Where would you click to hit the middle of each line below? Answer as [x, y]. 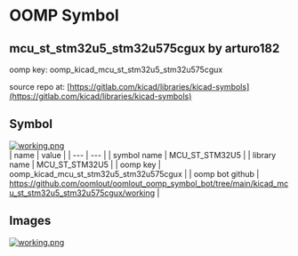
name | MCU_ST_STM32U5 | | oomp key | [85, 164]
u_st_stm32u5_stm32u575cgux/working [82, 193]
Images [30, 221]
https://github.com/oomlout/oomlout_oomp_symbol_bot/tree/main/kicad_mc [149, 183]
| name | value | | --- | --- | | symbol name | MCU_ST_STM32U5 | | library [143, 155]
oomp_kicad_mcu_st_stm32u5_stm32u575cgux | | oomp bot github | [134, 173]
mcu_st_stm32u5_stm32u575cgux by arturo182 [145, 48]
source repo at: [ [40, 87]
